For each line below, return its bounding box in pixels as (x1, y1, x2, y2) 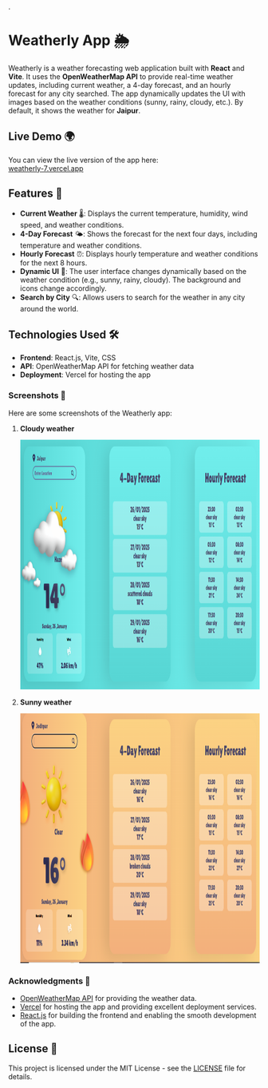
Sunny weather (19, 697, 72, 707)
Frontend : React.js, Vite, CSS (19, 353, 116, 363)
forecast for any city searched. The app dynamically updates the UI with (8, 89, 246, 98)
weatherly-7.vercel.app (8, 163, 84, 173)
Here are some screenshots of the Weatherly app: (8, 408, 173, 418)
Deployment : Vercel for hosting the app (19, 370, 152, 379)
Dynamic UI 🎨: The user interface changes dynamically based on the (19, 266, 247, 276)
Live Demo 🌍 (8, 130, 76, 144)
